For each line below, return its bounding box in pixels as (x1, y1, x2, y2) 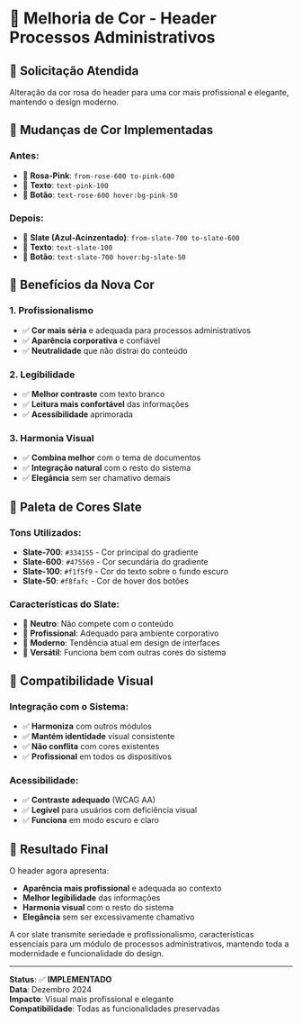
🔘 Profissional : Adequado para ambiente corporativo (22, 628, 219, 638)
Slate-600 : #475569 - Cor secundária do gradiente (22, 556, 209, 566)
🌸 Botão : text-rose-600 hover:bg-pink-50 (22, 189, 178, 200)
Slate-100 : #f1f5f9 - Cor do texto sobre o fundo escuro (22, 566, 229, 576)
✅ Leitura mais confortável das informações (22, 398, 190, 409)
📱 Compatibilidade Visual (9, 673, 154, 688)
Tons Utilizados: (9, 526, 82, 539)
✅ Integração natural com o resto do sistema (22, 463, 191, 474)
